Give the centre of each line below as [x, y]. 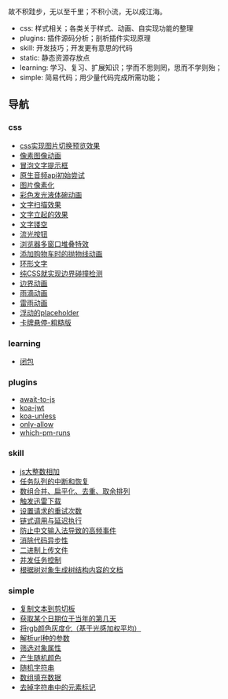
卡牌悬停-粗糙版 [46, 322]
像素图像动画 [40, 155]
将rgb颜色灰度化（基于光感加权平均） [80, 628]
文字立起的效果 [44, 214]
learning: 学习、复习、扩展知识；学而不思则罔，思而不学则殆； [121, 68]
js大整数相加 [40, 471]
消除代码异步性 [44, 540]
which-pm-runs [45, 433]
